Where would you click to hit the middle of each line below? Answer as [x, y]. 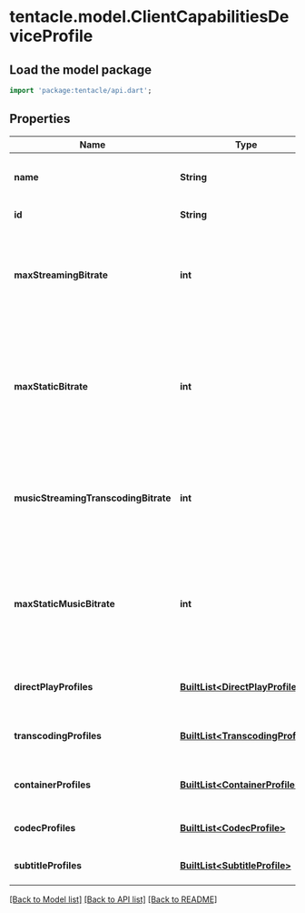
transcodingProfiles [58, 735]
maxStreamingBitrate [61, 275]
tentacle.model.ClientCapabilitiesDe [149, 17]
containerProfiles [52, 785]
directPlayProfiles [54, 686]
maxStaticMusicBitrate [64, 604]
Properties [40, 119]
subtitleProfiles [48, 865]
